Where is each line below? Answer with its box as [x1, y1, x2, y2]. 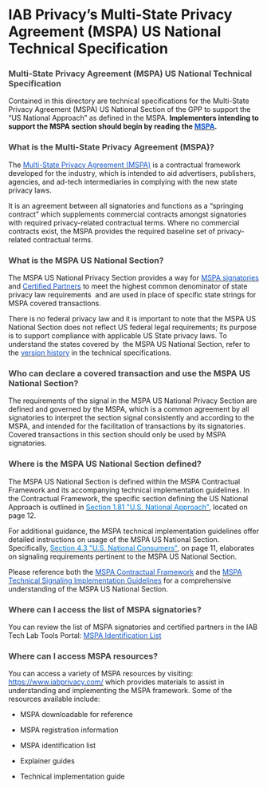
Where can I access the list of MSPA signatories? [8, 604, 202, 615]
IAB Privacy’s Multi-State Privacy [8, 6, 233, 24]
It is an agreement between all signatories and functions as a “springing [8, 201, 244, 210]
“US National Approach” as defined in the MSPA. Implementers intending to [8, 114, 259, 123]
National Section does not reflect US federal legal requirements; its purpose [8, 322, 257, 333]
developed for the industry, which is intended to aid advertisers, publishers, [8, 168, 257, 177]
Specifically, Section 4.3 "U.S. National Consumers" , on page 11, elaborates [8, 543, 255, 552]
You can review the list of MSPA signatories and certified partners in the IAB [8, 622, 257, 632]
